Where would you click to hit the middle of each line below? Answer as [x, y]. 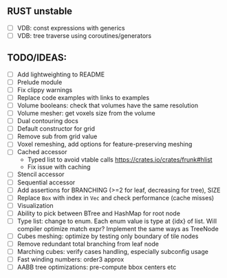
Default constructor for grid [56, 129]
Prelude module [40, 82]
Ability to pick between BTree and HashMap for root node [99, 213]
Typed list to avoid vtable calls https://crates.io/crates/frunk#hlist [120, 160]
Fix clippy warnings [45, 89]
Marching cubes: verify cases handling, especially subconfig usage [112, 252]
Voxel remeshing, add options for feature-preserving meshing [105, 145]
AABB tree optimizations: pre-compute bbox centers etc [97, 267]
